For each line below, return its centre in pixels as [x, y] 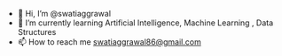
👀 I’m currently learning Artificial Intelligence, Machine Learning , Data [145, 23]
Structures [37, 32]
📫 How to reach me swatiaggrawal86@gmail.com [109, 42]
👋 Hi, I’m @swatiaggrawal [64, 14]
